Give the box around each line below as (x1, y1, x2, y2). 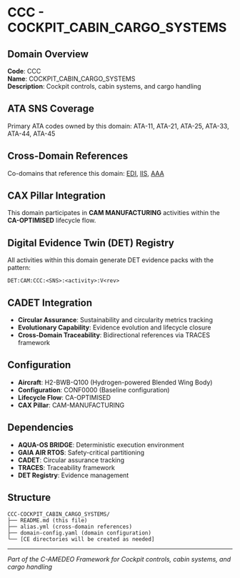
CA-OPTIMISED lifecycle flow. (7, 216, 96, 225)
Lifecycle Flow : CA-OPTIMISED (17, 393, 111, 402)
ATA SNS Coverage (7, 103, 95, 115)
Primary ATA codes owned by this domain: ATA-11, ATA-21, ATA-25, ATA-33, (7, 121, 230, 130)
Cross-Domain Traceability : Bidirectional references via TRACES (17, 331, 211, 339)
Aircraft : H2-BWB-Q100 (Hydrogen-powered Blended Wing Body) (17, 378, 213, 387)
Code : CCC (7, 67, 41, 75)
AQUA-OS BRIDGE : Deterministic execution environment (17, 440, 184, 449)
